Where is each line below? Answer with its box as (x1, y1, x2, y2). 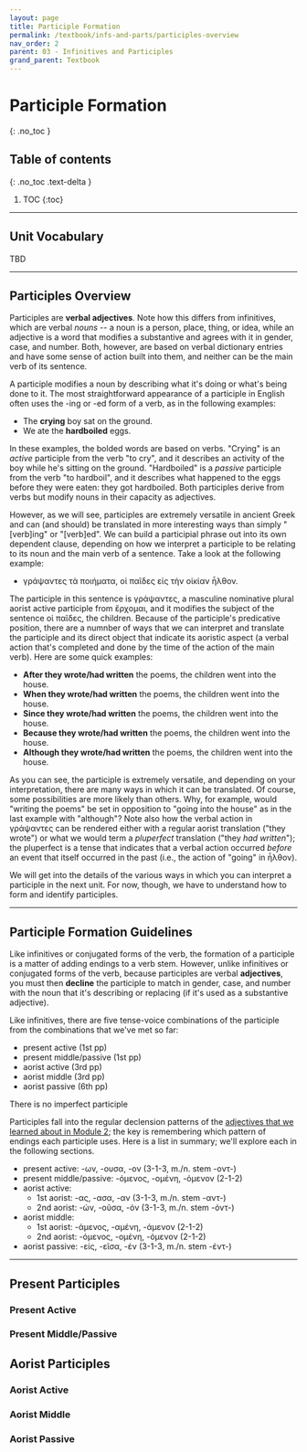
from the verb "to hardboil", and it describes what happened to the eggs (9, 472, 281, 483)
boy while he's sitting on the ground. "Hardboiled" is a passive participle (9, 462, 282, 473)
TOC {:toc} (22, 194, 64, 205)
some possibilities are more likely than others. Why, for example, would (9, 794, 277, 805)
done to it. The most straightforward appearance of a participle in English (9, 388, 285, 399)
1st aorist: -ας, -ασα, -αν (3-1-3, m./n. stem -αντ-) (36, 1192, 227, 1203)
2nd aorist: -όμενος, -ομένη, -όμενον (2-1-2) (36, 1231, 206, 1243)
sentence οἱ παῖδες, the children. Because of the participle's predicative (9, 613, 281, 624)
